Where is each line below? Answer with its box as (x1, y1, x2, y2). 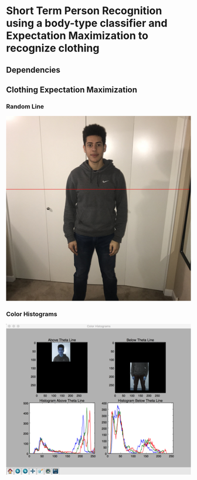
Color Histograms (6, 310, 57, 318)
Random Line (6, 102, 45, 110)
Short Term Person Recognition (6, 4, 162, 18)
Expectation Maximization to (6, 29, 148, 42)
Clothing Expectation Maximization (6, 84, 138, 94)
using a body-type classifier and (6, 16, 168, 30)
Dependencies (6, 65, 60, 75)
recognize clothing (6, 42, 100, 55)
